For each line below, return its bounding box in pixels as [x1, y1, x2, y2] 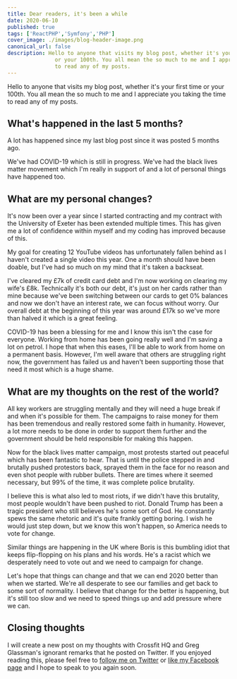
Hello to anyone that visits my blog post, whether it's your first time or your [7, 82, 224, 90]
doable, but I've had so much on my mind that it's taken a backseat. [7, 263, 205, 272]
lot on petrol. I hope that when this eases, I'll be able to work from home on [7, 343, 226, 351]
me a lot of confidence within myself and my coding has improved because [7, 227, 226, 235]
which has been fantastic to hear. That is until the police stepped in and [7, 456, 215, 464]
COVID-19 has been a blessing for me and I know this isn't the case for [7, 328, 213, 336]
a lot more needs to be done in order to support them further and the [7, 427, 207, 435]
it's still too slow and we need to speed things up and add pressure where [7, 594, 222, 603]
